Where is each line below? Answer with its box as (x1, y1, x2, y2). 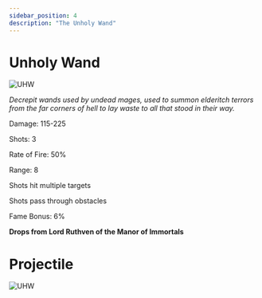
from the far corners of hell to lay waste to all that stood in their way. (9, 104, 236, 113)
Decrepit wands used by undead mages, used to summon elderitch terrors (9, 95, 254, 104)
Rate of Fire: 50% (9, 150, 67, 159)
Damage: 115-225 (9, 119, 66, 128)
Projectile (9, 255, 74, 273)
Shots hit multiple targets (9, 181, 91, 190)
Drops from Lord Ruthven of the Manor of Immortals (9, 227, 184, 237)
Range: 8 (9, 165, 39, 175)
